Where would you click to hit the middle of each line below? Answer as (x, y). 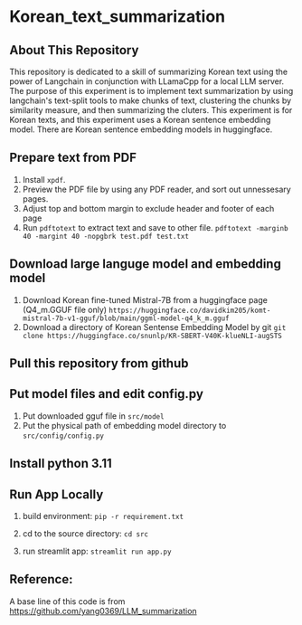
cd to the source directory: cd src (85, 534)
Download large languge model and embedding (146, 264)
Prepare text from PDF (73, 158)
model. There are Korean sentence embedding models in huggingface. (141, 129)
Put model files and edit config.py (106, 394)
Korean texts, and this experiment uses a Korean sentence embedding (140, 120)
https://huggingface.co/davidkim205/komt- (189, 310)
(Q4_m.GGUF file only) (64, 309)
